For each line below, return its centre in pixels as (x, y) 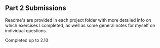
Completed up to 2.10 (27, 40)
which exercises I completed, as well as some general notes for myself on (80, 25)
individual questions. (26, 30)
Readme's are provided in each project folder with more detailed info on (78, 20)
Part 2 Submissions (36, 8)
